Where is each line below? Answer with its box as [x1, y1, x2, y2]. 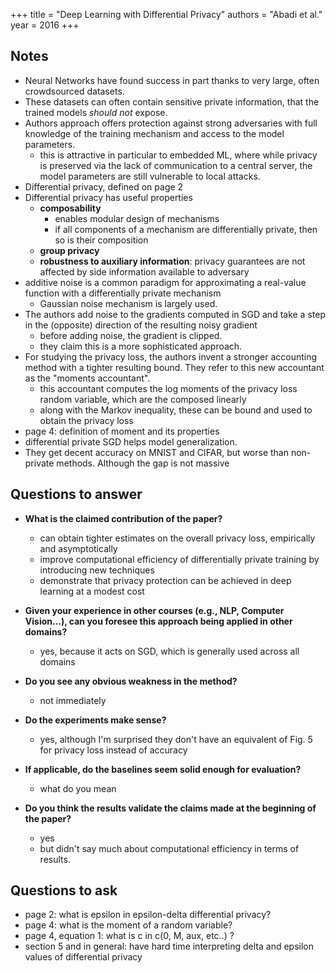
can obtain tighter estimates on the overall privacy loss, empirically [39, 532, 316, 544]
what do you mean [39, 782, 117, 794]
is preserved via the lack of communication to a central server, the [39, 159, 313, 171]
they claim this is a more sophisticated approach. [39, 340, 243, 352]
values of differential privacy [24, 951, 143, 963]
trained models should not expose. [24, 106, 168, 118]
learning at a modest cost [39, 585, 145, 597]
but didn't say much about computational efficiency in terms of [39, 842, 300, 854]
